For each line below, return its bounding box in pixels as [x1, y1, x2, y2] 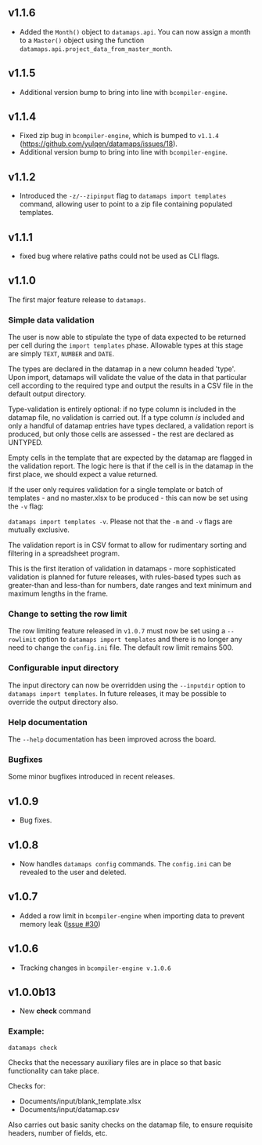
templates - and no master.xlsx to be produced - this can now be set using [8, 494, 249, 503]
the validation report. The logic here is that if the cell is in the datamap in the [8, 461, 254, 471]
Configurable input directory [8, 662, 120, 673]
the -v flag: [8, 501, 45, 511]
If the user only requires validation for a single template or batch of [8, 485, 224, 494]
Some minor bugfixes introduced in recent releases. [8, 772, 175, 782]
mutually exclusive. [8, 525, 70, 534]
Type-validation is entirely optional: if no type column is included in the [8, 404, 237, 414]
